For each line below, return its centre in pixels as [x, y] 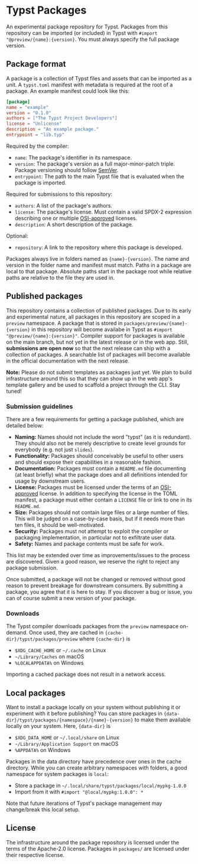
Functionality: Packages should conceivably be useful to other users [99, 455]
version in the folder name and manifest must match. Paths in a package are [99, 265]
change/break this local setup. [43, 810]
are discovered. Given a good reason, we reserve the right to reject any [93, 561]
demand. [17, 633]
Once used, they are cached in [66, 633]
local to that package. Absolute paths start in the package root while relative [99, 271]
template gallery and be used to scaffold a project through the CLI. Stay [93, 384]
